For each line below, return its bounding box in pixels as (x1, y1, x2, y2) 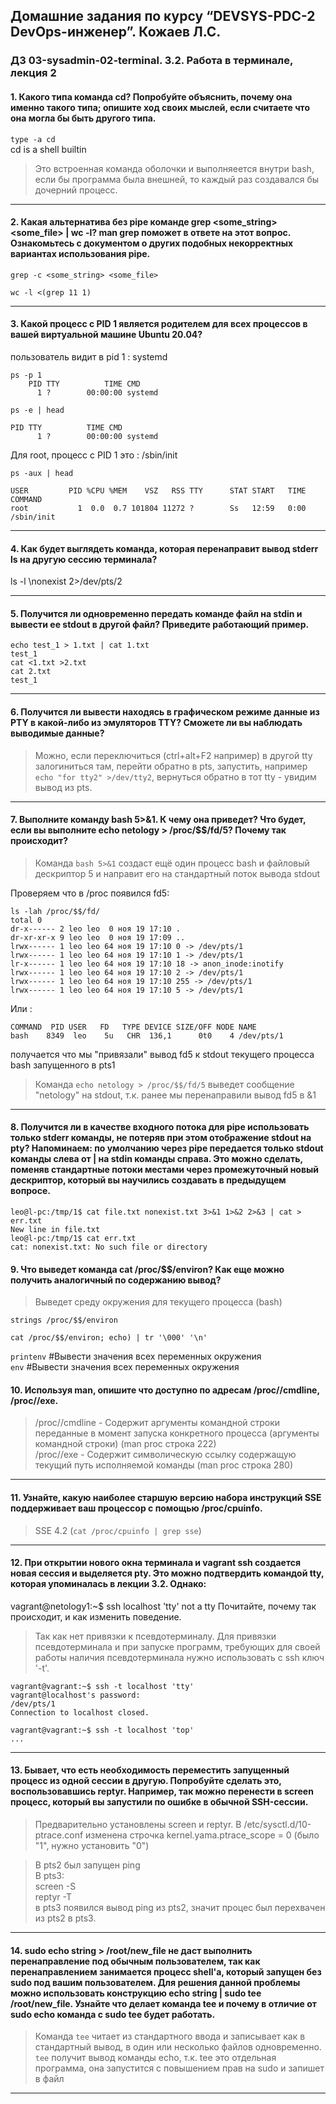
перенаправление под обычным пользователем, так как (10, 1955, 261, 1967)
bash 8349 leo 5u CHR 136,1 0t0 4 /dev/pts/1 (10, 1030, 284, 1041)
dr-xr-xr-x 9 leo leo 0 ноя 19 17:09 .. (10, 932, 186, 943)
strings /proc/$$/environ (10, 1315, 118, 1326)
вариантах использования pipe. (10, 248, 151, 260)
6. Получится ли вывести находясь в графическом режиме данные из (10, 705, 320, 718)
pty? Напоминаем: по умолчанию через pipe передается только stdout (10, 1142, 324, 1154)
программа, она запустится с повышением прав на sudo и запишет (34, 2062, 325, 2074)
